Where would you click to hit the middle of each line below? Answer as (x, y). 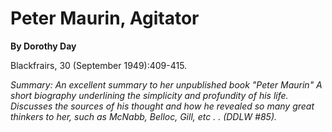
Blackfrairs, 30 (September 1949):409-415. (99, 65)
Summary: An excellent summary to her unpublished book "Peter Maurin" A (166, 84)
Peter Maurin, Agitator (105, 18)
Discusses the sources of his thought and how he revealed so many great (162, 106)
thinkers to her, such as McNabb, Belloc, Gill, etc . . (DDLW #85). (144, 116)
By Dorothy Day (43, 46)
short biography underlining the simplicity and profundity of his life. (149, 95)
